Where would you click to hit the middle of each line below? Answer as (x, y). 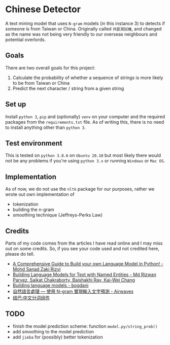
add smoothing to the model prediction (53, 331)
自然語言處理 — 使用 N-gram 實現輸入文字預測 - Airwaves (73, 291)
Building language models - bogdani (50, 285)
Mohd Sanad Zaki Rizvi (37, 269)
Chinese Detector (43, 9)
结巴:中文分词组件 (31, 298)
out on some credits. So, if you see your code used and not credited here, (82, 249)
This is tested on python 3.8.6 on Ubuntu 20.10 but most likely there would (83, 155)
